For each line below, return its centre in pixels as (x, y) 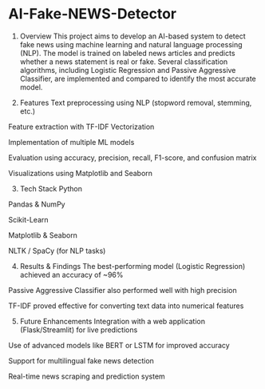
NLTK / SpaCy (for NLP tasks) (57, 251)
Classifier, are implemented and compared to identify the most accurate (138, 78)
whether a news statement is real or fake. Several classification (124, 62)
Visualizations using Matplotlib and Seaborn (81, 173)
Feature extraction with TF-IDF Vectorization (81, 126)
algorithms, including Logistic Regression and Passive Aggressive (128, 70)
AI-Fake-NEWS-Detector (93, 14)
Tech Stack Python (51, 188)
